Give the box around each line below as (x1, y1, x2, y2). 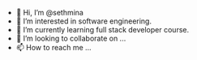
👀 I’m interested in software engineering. (15, 16, 152, 26)
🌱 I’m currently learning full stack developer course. (15, 25, 189, 34)
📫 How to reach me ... (15, 43, 92, 52)
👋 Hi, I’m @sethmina (15, 8, 84, 17)
